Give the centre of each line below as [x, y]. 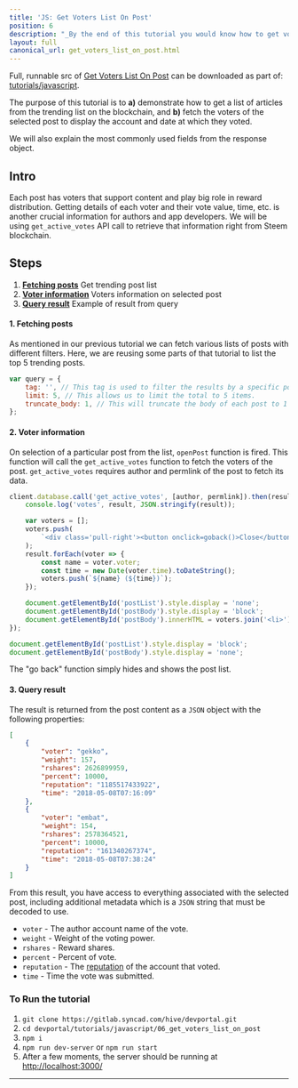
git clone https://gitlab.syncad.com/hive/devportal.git [129, 1019]
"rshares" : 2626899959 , [85, 769]
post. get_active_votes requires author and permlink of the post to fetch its [146, 471]
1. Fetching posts [41, 324]
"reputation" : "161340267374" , [99, 850]
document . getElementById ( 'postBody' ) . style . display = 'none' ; [126, 652]
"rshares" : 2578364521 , [85, 834]
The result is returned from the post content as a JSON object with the [135, 709]
